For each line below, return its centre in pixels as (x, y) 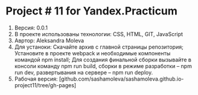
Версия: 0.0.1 (31, 28)
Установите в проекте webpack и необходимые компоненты (92, 53)
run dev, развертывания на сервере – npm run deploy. (84, 72)
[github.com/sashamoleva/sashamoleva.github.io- (121, 79)
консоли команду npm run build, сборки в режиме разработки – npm (103, 66)
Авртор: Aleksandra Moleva (49, 40)
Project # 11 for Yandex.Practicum (91, 11)
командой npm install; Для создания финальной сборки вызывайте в (103, 60)
